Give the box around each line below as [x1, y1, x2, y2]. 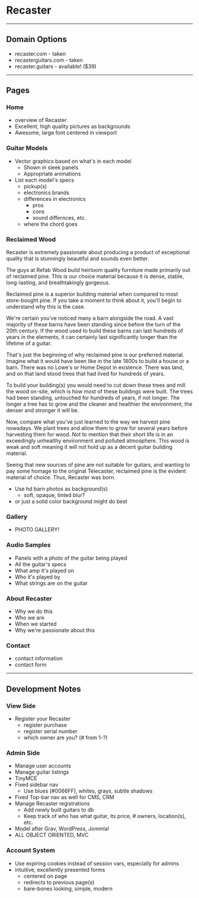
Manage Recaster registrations [14, 800, 90, 807]
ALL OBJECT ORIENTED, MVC [14, 832, 89, 839]
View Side [6, 701, 36, 710]
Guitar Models [6, 144, 48, 152]
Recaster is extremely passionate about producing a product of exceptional [6, 249, 190, 256]
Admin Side [6, 749, 40, 757]
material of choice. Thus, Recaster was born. [6, 474, 115, 481]
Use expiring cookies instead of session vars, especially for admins [14, 859, 179, 867]
